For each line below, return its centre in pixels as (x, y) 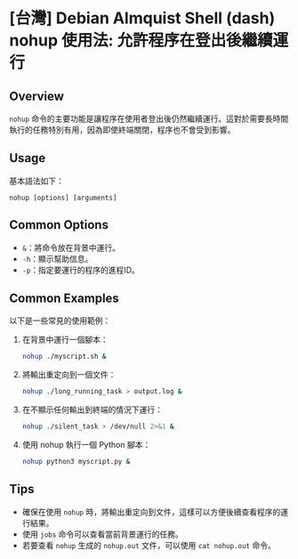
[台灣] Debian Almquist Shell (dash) (142, 18)
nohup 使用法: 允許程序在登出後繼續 (141, 41)
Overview (37, 96)
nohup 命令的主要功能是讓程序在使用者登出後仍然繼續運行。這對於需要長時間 (149, 118)
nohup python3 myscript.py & (76, 462)
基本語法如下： (36, 181)
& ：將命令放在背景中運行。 (71, 247)
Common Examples (64, 299)
